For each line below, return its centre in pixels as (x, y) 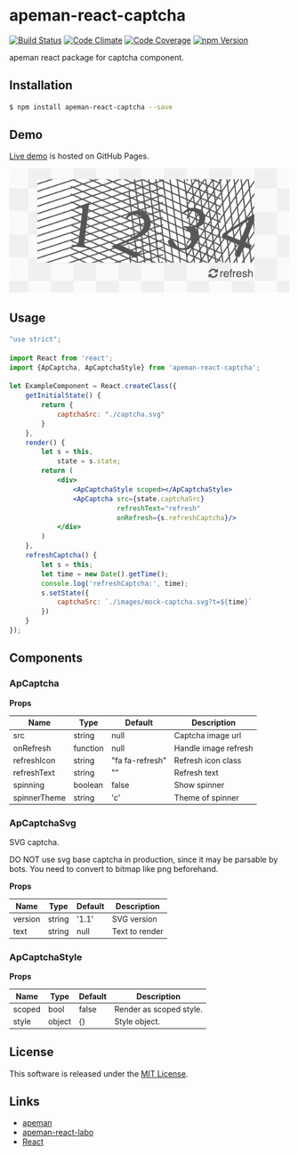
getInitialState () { (63, 396)
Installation (41, 85)
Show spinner (199, 785)
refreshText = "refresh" (159, 508)
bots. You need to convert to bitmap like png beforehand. (114, 869)
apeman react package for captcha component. (97, 57)
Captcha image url (208, 736)
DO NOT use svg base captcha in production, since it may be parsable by (144, 859)
